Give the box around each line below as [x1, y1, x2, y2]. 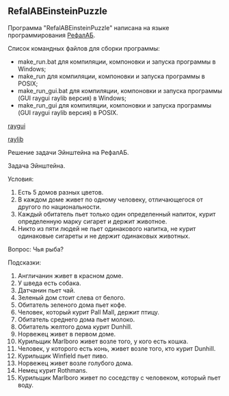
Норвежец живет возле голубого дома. [17, 359, 133, 367]
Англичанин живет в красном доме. [17, 271, 124, 280]
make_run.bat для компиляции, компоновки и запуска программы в [17, 58, 216, 66]
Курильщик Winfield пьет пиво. [17, 351, 109, 360]
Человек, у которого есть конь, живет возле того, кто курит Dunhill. [17, 344, 216, 352]
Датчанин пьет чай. [17, 286, 76, 294]
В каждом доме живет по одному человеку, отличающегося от [17, 195, 204, 203]
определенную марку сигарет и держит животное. [17, 217, 167, 225]
